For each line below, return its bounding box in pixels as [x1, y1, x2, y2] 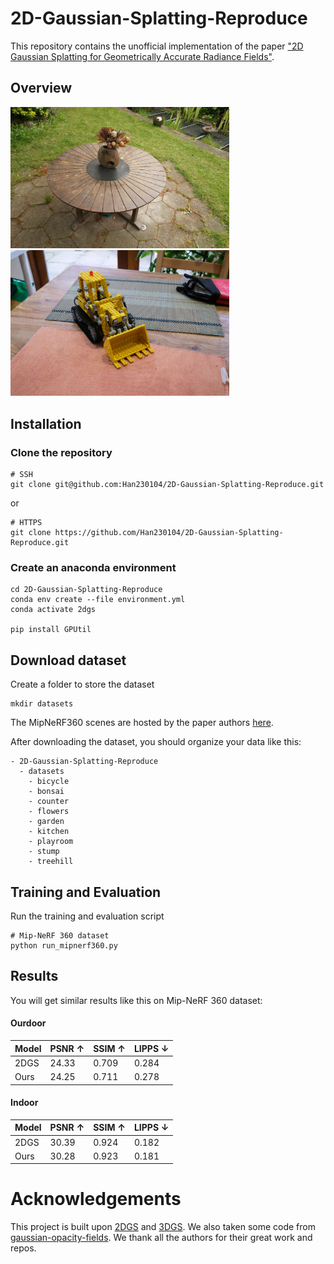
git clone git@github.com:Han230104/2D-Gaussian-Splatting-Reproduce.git [10, 480, 325, 490]
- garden [28, 817, 65, 827]
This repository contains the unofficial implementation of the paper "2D [10, 40, 304, 52]
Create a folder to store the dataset [10, 678, 155, 691]
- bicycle [28, 777, 70, 787]
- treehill [28, 857, 74, 867]
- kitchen [28, 827, 70, 837]
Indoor [10, 1097, 39, 1109]
